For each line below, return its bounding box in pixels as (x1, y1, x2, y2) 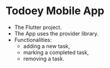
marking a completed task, (23, 48, 89, 56)
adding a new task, (23, 43, 70, 50)
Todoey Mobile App (5, 4, 105, 18)
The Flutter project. (14, 24, 62, 31)
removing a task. (23, 55, 65, 62)
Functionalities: (14, 36, 52, 43)
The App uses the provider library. (14, 30, 99, 37)
